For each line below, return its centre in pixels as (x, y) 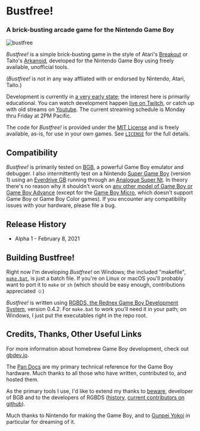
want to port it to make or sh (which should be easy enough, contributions (96, 284)
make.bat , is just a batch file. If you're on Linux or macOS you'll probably (95, 278)
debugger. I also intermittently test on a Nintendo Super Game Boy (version (99, 174)
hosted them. (22, 379)
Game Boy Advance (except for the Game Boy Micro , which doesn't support (100, 192)
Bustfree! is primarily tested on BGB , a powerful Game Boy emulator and (95, 167)
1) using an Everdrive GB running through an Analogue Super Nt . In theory (97, 180)
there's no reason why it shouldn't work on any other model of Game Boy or (99, 186)
